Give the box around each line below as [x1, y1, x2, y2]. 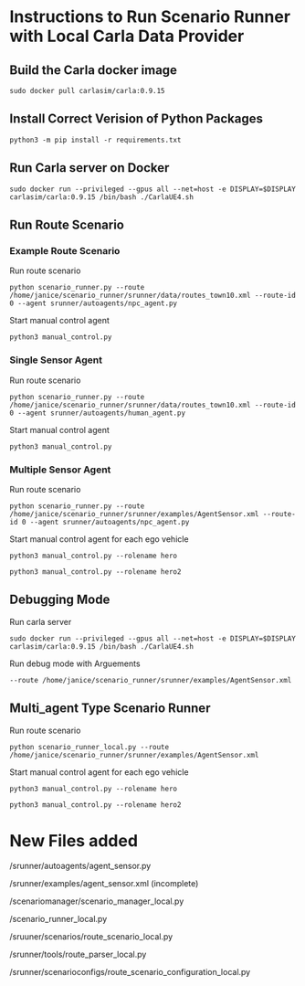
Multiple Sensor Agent [9, 463, 111, 476]
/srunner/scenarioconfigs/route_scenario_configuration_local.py [9, 967, 251, 978]
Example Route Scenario [9, 244, 121, 257]
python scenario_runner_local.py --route [9, 742, 170, 751]
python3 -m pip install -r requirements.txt [9, 135, 182, 144]
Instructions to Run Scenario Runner [9, 6, 290, 27]
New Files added [9, 830, 139, 851]
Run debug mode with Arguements [9, 658, 141, 669]
